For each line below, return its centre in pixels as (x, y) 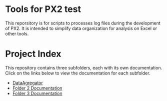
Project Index (33, 54)
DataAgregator (28, 82)
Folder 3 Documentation (37, 93)
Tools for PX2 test (43, 9)
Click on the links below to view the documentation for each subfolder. (78, 73)
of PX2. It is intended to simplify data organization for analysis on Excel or (81, 28)
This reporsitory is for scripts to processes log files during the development (83, 23)
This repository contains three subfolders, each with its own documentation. (84, 67)
